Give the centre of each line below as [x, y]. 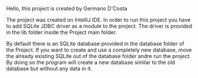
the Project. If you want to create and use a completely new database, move [99, 50]
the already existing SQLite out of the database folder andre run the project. [99, 56]
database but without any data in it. [49, 69]
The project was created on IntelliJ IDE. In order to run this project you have [98, 20]
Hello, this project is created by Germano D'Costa [67, 9]
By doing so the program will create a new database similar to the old [91, 62]
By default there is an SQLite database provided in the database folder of [95, 44]
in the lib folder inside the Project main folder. [62, 32]
